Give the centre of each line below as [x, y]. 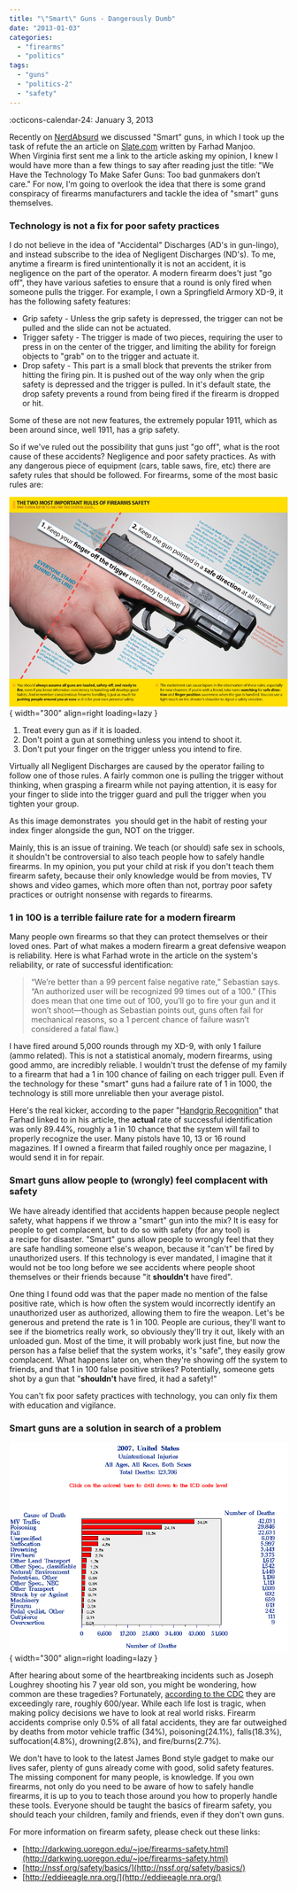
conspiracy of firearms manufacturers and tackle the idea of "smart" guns [144, 193]
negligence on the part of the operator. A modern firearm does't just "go [141, 273]
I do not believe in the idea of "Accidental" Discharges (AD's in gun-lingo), [144, 244]
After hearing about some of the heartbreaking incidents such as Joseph [141, 1675]
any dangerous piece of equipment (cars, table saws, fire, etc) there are [140, 466]
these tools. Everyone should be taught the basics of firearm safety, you [141, 1805]
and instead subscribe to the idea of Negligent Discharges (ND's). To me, [143, 254]
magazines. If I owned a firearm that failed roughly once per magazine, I [140, 1148]
